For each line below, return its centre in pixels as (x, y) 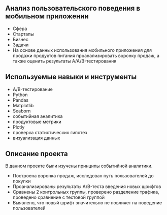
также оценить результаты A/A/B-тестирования (64, 61)
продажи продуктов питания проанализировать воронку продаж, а (86, 55)
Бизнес (21, 39)
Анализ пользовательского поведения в (73, 8)
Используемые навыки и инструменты (71, 77)
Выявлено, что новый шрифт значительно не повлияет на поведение (87, 203)
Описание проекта (37, 154)
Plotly (19, 127)
